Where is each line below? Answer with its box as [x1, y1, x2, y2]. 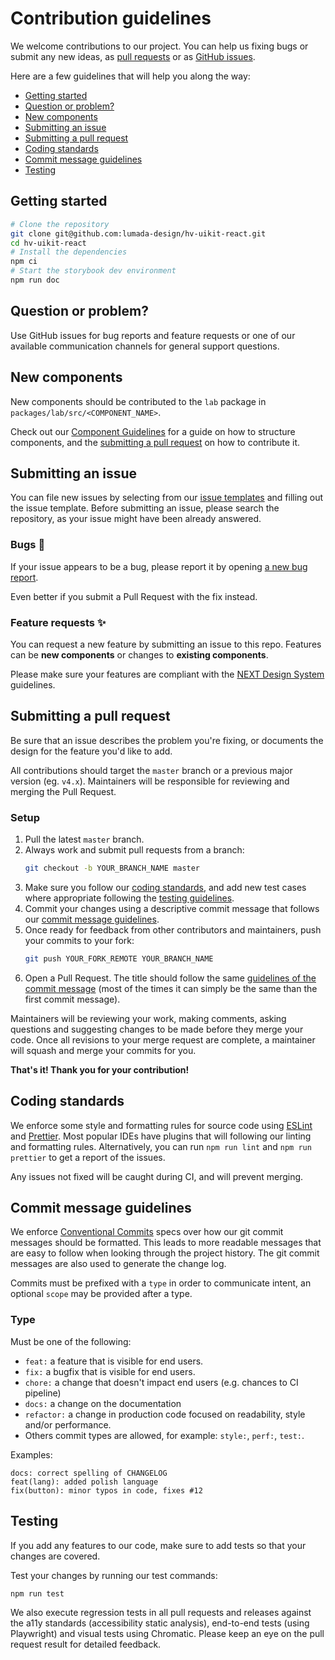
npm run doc [10, 275, 60, 285]
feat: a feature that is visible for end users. [24, 1355, 204, 1367]
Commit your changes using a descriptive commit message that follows [24, 902, 320, 914]
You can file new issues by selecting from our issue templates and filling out [10, 492, 324, 504]
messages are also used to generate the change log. [10, 1258, 227, 1270]
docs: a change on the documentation [24, 1397, 182, 1409]
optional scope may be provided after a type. [10, 1288, 193, 1300]
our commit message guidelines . [24, 913, 160, 925]
